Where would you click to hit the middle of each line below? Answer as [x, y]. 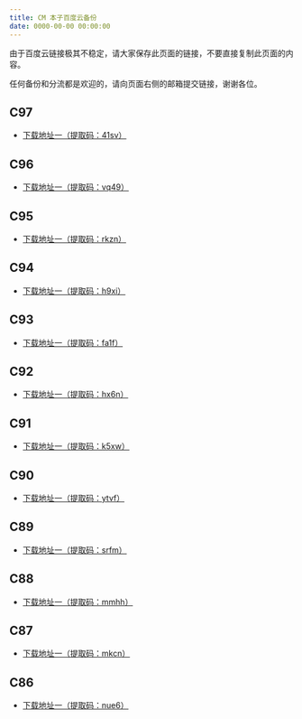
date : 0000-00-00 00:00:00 [60, 26]
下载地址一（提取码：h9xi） [74, 291]
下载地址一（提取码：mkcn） [76, 654]
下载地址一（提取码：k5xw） [76, 446]
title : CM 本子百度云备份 [53, 18]
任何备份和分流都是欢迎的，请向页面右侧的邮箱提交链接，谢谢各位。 [136, 83]
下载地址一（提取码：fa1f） [73, 342]
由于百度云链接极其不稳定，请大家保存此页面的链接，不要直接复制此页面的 [147, 53]
